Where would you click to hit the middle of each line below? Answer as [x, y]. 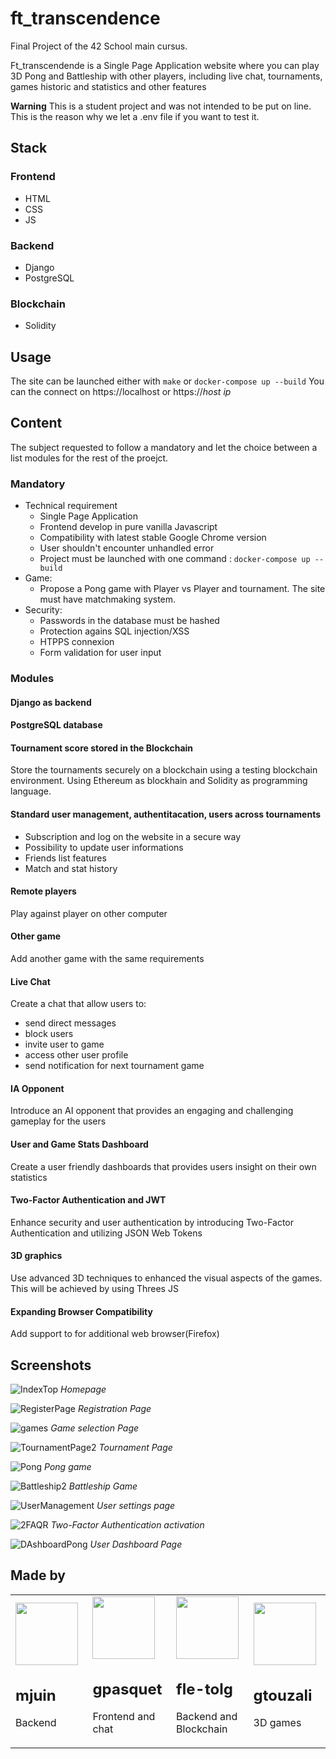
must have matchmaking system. [108, 599]
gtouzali [283, 1695]
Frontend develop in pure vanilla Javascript [128, 527]
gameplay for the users [58, 1121]
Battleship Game [103, 1486]
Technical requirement [71, 506]
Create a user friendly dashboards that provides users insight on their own [163, 1166]
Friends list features [65, 858]
